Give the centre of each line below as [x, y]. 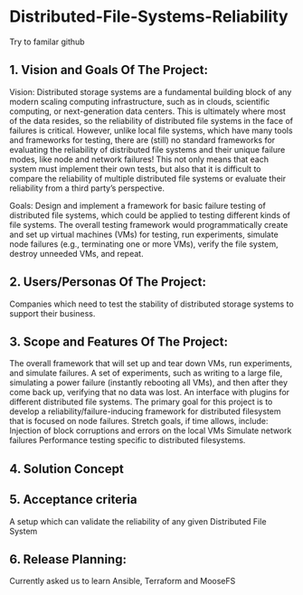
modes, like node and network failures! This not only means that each [139, 159]
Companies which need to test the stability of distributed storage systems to [151, 304]
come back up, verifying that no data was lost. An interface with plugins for [150, 392]
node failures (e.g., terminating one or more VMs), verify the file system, [144, 244]
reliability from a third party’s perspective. [87, 188]
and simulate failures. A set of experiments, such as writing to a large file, [146, 373]
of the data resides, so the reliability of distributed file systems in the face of [151, 120]
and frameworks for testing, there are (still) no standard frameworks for [142, 140]
